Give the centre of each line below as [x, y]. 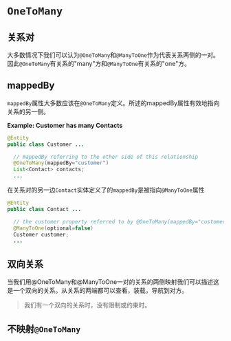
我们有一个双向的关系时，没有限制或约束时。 [87, 305]
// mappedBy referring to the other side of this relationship [106, 157]
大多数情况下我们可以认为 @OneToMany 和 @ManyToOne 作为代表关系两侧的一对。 [113, 55]
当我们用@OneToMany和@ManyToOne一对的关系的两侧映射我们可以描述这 [113, 282]
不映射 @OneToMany [44, 329]
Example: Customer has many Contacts [65, 125]
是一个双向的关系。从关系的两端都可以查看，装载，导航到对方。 [97, 291]
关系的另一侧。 [28, 111]
